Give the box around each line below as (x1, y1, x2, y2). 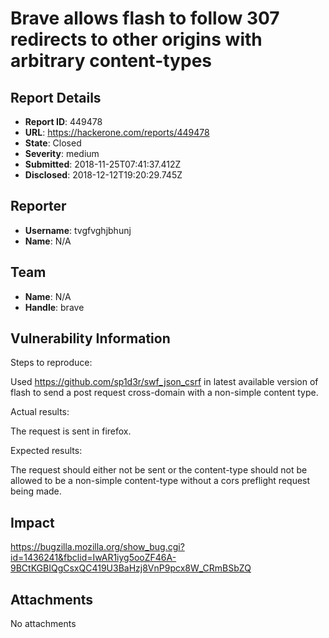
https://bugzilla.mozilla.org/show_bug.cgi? (10, 541, 185, 553)
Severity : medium (24, 148, 100, 159)
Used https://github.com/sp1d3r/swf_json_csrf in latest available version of (10, 376, 319, 388)
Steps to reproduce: (10, 357, 93, 369)
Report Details (10, 89, 102, 106)
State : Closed (24, 137, 82, 149)
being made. (10, 485, 62, 497)
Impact (10, 514, 55, 531)
